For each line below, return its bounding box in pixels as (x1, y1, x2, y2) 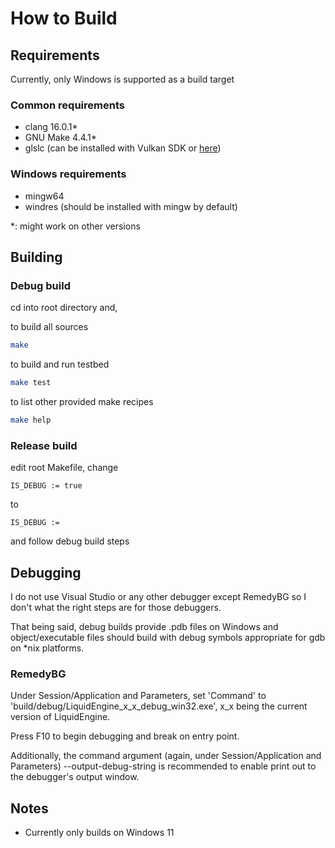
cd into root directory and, (10, 302, 118, 314)
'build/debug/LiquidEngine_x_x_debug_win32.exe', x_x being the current (10, 700, 308, 712)
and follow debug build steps (10, 535, 130, 547)
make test (10, 378, 52, 388)
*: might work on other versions (10, 220, 141, 232)
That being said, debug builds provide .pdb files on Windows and (10, 621, 279, 633)
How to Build (10, 7, 118, 30)
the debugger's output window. (10, 771, 140, 783)
